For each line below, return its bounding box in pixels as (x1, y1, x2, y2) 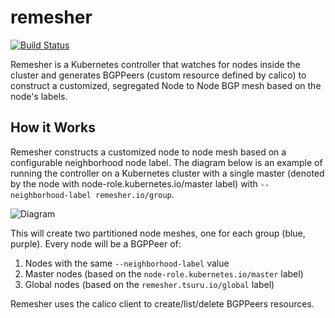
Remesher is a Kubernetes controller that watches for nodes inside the (10, 58, 301, 70)
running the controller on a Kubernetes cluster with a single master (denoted (10, 167, 325, 179)
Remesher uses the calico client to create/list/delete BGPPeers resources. (10, 297, 315, 310)
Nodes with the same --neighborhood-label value (24, 257, 230, 269)
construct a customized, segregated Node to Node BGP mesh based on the (10, 79, 322, 91)
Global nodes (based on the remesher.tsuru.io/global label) (24, 278, 275, 290)
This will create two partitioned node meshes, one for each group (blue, (10, 227, 306, 239)
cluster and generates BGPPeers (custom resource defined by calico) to (10, 69, 307, 81)
